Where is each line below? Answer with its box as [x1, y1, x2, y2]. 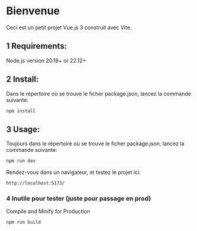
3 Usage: [6, 124, 40, 135]
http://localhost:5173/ [6, 180, 65, 186]
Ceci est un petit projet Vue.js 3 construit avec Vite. [6, 24, 132, 31]
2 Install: [6, 74, 39, 85]
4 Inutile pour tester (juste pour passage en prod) [6, 194, 151, 202]
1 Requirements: [6, 41, 67, 51]
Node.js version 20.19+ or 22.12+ [6, 57, 87, 64]
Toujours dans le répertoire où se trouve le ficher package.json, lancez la [6, 140, 185, 147]
